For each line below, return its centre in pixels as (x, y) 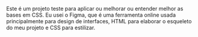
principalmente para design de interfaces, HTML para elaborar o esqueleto (99, 21)
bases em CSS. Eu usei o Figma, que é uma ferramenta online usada (91, 15)
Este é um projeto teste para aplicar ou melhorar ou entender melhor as (95, 9)
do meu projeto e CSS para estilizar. (51, 27)
